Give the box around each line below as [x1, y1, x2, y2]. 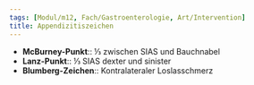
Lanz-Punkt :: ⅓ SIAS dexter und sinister [21, 55, 172, 66]
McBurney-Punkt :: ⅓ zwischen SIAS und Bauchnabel [21, 46, 221, 56]
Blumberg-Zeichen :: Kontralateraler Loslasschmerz [21, 64, 214, 76]
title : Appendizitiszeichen [9, 21, 114, 30]
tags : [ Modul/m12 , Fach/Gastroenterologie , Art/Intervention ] [9, 13, 246, 22]
